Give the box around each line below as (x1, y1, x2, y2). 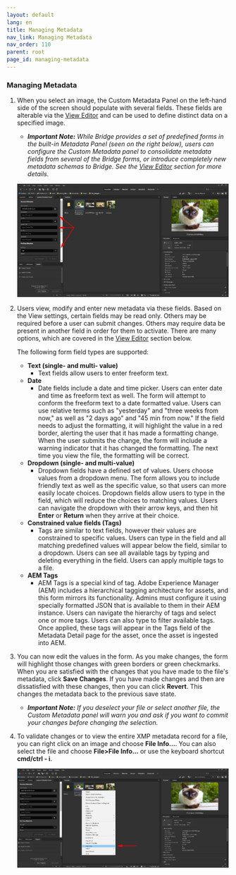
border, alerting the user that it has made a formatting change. (37, 429, 219, 437)
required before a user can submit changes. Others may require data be (16, 319, 226, 328)
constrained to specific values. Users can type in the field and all (37, 534, 226, 542)
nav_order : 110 (6, 41, 51, 49)
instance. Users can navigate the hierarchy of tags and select (37, 608, 216, 617)
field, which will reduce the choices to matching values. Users (37, 496, 218, 505)
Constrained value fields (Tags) (27, 519, 122, 527)
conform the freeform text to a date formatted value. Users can (37, 399, 221, 408)
